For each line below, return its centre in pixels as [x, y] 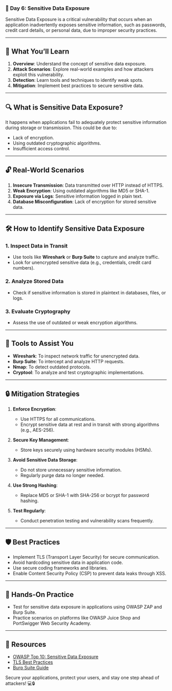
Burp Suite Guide [31, 668]
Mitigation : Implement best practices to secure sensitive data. [78, 86]
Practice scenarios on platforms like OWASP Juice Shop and [77, 618]
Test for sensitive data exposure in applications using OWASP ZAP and [87, 607]
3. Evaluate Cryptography [38, 311]
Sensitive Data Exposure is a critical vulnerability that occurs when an [79, 20]
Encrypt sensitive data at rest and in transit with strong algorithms [90, 424]
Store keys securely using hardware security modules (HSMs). [86, 450]
